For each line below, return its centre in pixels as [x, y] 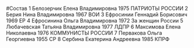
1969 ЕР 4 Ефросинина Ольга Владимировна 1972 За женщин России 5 [95, 21]
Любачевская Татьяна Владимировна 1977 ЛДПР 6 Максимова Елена [93, 27]
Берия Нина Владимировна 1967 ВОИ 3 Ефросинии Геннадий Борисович [97, 14]
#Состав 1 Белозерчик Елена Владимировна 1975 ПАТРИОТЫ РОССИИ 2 [97, 8]
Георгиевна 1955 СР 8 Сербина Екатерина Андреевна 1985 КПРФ [88, 39]
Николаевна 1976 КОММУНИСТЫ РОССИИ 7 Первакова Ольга [84, 33]
